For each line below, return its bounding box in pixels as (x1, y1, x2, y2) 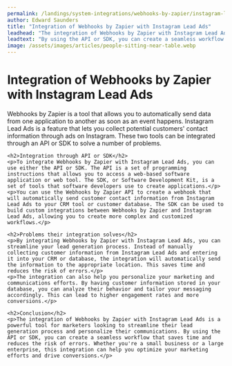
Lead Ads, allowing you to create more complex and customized (7, 212, 193, 220)
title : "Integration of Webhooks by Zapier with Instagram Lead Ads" (7, 23, 212, 30)
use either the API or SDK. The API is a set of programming (7, 164, 187, 172)
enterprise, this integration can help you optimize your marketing (7, 346, 209, 353)
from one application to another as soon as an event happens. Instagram (7, 117, 214, 125)
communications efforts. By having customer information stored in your (7, 280, 221, 286)
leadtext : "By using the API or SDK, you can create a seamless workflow (7, 36, 224, 43)
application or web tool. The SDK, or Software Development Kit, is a (7, 176, 215, 183)
